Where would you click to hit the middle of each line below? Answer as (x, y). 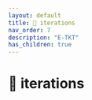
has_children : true (40, 45)
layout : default (35, 15)
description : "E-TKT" (44, 37)
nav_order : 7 (29, 30)
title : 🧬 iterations (42, 23)
